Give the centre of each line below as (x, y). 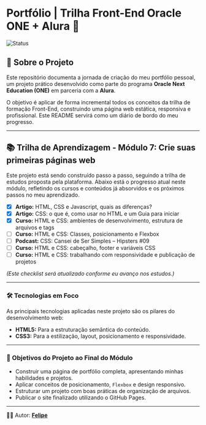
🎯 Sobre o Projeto (40, 62)
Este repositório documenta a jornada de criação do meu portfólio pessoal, (101, 77)
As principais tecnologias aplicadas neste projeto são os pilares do (91, 311)
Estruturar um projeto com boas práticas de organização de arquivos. (103, 391)
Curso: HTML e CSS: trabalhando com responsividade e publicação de (105, 254)
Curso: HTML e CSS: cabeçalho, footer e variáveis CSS (85, 248)
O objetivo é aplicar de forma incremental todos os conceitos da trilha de (98, 102)
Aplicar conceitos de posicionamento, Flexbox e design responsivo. (100, 384)
